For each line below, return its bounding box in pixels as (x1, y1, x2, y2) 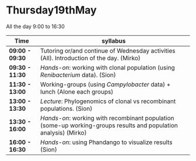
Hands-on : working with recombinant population (40, 114, 174, 122)
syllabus (101, 36, 126, 44)
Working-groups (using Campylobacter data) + (40, 80, 171, 88)
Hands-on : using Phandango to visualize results (40, 138, 173, 146)
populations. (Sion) (40, 104, 93, 112)
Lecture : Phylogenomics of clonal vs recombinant (40, 97, 176, 105)
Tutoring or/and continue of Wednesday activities (40, 46, 176, 54)
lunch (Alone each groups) (40, 87, 114, 95)
